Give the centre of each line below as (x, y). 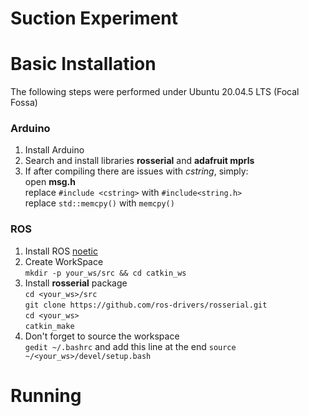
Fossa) (24, 103)
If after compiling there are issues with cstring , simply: (136, 171)
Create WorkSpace (64, 261)
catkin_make (49, 326)
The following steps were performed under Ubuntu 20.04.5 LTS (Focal (155, 92)
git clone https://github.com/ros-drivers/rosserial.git (146, 305)
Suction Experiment (94, 18)
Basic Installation (83, 64)
